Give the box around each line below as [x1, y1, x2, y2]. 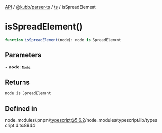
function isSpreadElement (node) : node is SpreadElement [5, 37, 121, 42]
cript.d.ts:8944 [5, 122, 35, 129]
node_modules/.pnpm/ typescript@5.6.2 [5, 117, 85, 123]
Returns [5, 78, 30, 87]
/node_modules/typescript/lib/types [85, 117, 158, 123]
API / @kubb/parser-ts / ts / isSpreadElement [5, 4, 96, 10]
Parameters [5, 51, 42, 59]
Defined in [5, 104, 38, 112]
